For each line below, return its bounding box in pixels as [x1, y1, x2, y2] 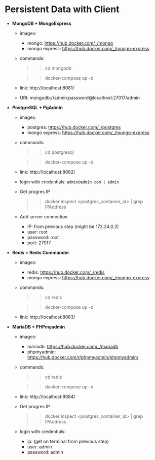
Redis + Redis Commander [12, 249, 69, 255]
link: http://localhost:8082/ [19, 169, 75, 175]
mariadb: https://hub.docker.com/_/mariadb [27, 343, 119, 349]
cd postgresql [45, 149, 74, 155]
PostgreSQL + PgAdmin [12, 104, 63, 110]
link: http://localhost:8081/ [19, 85, 74, 91]
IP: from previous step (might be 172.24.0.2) [27, 223, 119, 229]
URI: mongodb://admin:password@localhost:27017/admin [19, 94, 140, 101]
